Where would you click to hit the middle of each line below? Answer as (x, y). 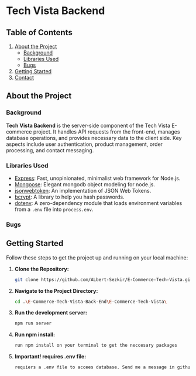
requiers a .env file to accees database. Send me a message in (94, 367)
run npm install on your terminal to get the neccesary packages (96, 346)
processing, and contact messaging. (50, 150)
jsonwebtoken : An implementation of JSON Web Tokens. (83, 190)
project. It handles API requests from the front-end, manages (106, 131)
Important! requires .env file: (50, 357)
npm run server (33, 323)
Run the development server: (51, 313)
